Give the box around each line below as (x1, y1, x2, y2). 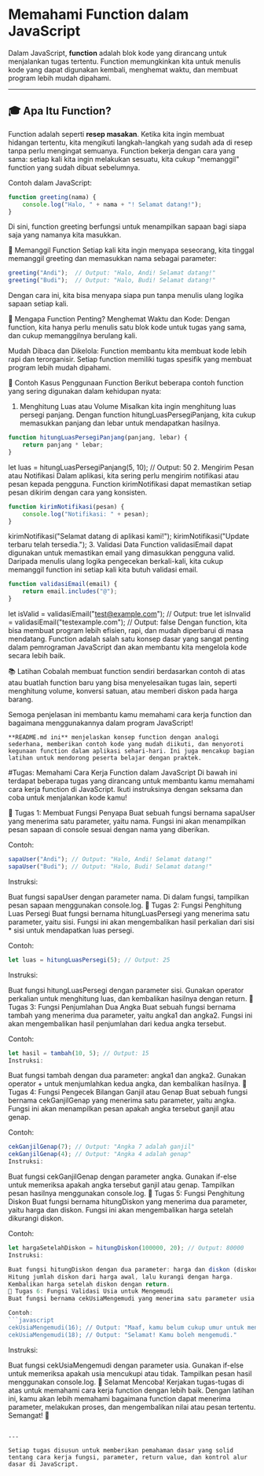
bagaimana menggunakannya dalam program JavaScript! (8, 718, 194, 727)
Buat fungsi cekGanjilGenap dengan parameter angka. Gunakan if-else (8, 1172, 237, 1181)
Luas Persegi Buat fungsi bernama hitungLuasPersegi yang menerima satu (8, 908, 250, 918)
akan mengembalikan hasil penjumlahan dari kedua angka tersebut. (8, 1018, 226, 1028)
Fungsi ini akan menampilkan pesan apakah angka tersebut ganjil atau (8, 1104, 236, 1113)
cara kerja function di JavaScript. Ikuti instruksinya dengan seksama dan (8, 785, 244, 793)
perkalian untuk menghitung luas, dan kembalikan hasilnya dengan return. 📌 (8, 993, 254, 1003)
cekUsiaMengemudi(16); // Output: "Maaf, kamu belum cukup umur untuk (8, 1323, 244, 1331)
